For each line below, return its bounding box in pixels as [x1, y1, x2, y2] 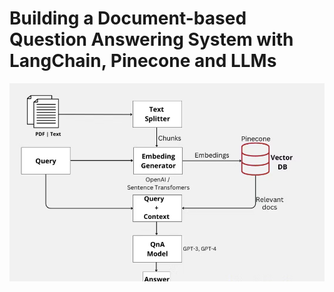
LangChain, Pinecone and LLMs [9, 50, 277, 72]
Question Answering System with [9, 28, 294, 51]
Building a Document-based [9, 7, 247, 30]
